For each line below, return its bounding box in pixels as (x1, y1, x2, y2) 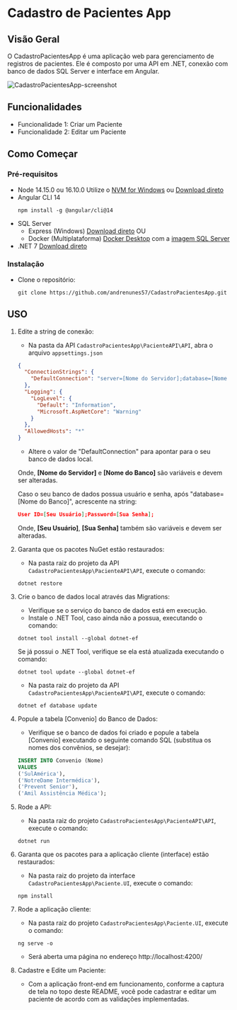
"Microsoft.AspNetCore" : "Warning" (36, 408, 142, 415)
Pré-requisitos (7, 169, 58, 179)
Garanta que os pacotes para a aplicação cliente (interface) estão (17, 850, 209, 858)
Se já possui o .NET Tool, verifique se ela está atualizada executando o (17, 647, 224, 656)
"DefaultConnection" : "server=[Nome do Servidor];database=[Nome (30, 375, 228, 382)
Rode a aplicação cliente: (17, 905, 91, 914)
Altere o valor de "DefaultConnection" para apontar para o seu (28, 448, 211, 456)
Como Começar (7, 148, 78, 160)
